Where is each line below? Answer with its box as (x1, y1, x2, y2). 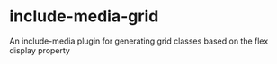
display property (9, 44, 70, 55)
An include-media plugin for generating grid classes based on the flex (9, 36, 269, 46)
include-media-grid (9, 6, 159, 27)
